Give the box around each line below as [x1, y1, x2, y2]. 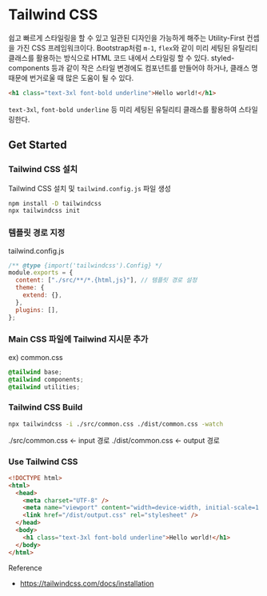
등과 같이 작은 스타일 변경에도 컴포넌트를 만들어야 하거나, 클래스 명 [51, 62, 258, 73]
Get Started [8, 138, 67, 152]
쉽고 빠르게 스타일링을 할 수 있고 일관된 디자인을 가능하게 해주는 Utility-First [8, 33, 245, 42]
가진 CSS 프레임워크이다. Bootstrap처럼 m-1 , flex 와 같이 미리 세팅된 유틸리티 [16, 42, 258, 53]
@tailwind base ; [8, 368, 62, 376]
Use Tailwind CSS [8, 456, 78, 467]
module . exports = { [8, 269, 74, 277]
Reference [8, 562, 42, 573]
